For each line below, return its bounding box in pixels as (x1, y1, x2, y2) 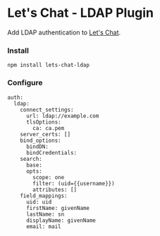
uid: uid (25, 198, 52, 205)
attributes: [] (32, 186, 78, 193)
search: (20, 155, 42, 162)
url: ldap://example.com (25, 112, 99, 119)
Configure (7, 78, 43, 88)
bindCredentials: (25, 149, 78, 156)
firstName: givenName (25, 204, 90, 211)
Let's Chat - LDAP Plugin (7, 5, 154, 21)
